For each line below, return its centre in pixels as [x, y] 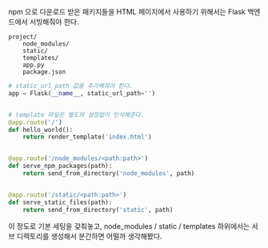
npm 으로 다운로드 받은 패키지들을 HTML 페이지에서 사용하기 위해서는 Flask [127, 12]
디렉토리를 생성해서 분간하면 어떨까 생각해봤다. [89, 236]
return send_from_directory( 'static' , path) [98, 210]
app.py [34, 65]
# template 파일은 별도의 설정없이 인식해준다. [76, 114]
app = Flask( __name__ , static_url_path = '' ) [82, 93]
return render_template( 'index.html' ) [87, 137]
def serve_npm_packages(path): [60, 166]
